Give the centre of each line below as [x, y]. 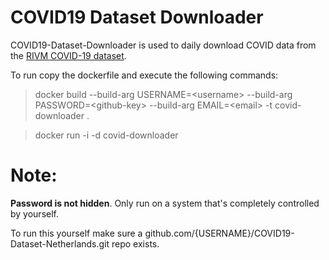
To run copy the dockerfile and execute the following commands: [144, 75]
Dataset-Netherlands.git [60, 243]
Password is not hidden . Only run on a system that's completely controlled [165, 203]
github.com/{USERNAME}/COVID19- [219, 233]
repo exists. [135, 243]
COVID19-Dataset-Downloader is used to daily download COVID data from [163, 45]
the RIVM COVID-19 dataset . [68, 55]
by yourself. [35, 213]
